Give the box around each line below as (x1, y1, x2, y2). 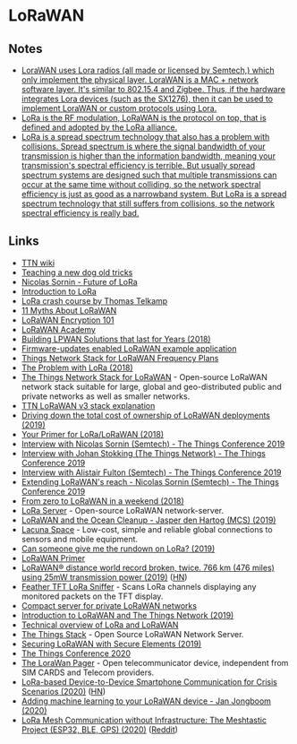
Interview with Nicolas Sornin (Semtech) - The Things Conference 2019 (21, 438, 285, 449)
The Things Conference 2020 (21, 647, 132, 659)
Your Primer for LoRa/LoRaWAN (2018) (21, 428, 165, 439)
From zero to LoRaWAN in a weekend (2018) (21, 495, 184, 506)
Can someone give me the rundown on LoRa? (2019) (21, 543, 216, 554)
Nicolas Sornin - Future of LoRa (21, 276, 138, 287)
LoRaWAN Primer (21, 552, 86, 563)
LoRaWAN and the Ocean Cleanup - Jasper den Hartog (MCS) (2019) (21, 515, 276, 525)
